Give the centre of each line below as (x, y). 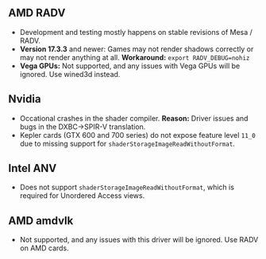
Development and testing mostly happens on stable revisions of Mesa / (136, 32)
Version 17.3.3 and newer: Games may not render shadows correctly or (137, 49)
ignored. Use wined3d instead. (70, 74)
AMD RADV (37, 13)
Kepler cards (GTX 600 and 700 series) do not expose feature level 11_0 (137, 135)
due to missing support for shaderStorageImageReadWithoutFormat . (127, 143)
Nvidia (25, 99)
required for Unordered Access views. (82, 196)
